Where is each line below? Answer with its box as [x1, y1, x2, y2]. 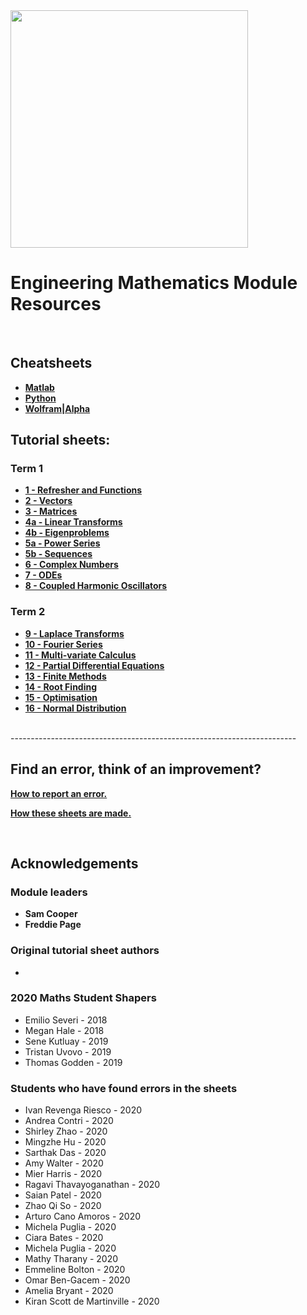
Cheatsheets [10, 355, 93, 372]
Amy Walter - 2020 [24, 1157, 104, 1169]
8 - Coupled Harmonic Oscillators [24, 580, 168, 592]
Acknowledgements [10, 855, 139, 872]
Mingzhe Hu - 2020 [24, 1136, 107, 1148]
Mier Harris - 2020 [24, 1168, 103, 1180]
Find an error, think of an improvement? [10, 761, 262, 778]
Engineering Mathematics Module [10, 272, 298, 294]
